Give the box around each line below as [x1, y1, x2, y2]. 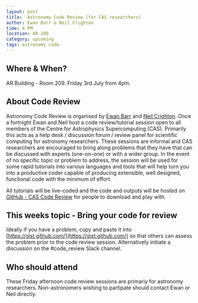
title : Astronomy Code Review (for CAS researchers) [6, 14, 142, 20]
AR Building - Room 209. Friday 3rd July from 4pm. [6, 79, 131, 87]
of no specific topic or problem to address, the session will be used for [6, 157, 178, 164]
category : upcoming [6, 36, 54, 42]
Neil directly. [6, 291, 37, 298]
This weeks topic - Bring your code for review [6, 210, 177, 220]
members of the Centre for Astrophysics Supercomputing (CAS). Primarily [6, 125, 186, 132]
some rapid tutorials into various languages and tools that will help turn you [6, 162, 189, 170]
